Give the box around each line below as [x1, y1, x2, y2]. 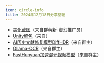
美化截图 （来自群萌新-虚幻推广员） [12, 26, 85, 33]
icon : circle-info [5, 7, 44, 13]
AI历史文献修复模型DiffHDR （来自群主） [12, 39, 95, 45]
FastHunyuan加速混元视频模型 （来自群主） [12, 51, 102, 58]
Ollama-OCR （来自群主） [12, 45, 65, 51]
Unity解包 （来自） [12, 33, 50, 39]
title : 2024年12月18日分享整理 [5, 12, 65, 17]
